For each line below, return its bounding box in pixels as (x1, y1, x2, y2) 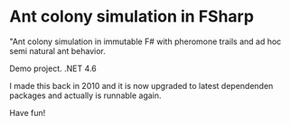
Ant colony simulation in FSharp (9, 6, 255, 27)
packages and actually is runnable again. (9, 90, 162, 101)
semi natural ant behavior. (9, 45, 106, 56)
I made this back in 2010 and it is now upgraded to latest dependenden (9, 80, 274, 91)
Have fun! (9, 107, 46, 118)
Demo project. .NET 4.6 (9, 63, 97, 74)
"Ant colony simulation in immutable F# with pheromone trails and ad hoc (9, 36, 282, 47)
